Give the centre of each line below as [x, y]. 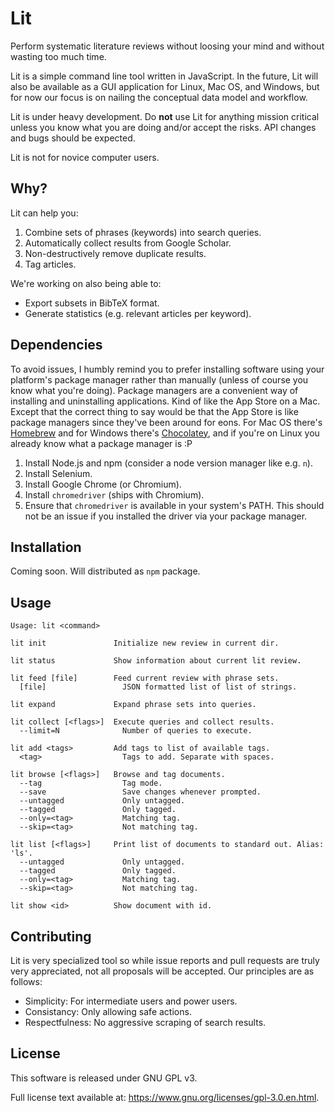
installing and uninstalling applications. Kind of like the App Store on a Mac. [165, 401]
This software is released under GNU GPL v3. [104, 1078]
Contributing [51, 936]
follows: [26, 981]
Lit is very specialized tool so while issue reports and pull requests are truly [165, 960]
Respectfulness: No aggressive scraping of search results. [145, 1022]
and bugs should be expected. [73, 138]
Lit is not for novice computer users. [85, 157]
